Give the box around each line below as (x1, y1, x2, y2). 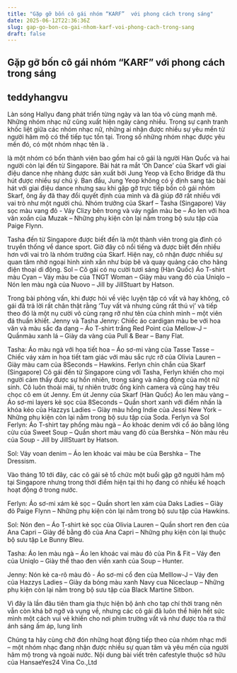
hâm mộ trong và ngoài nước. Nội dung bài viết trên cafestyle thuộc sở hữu (7, 650, 226, 659)
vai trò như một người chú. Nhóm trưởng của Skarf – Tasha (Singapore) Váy (7, 199, 226, 207)
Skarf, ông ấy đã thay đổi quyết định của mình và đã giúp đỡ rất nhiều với (7, 192, 221, 200)
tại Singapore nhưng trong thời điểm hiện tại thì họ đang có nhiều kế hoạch (7, 478, 226, 487)
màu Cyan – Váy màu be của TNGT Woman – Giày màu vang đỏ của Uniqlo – (7, 273, 230, 282)
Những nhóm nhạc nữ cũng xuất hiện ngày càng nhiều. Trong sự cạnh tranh (7, 117, 229, 126)
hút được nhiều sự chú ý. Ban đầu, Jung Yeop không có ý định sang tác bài (7, 176, 226, 185)
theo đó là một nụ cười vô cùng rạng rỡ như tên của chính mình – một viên (7, 309, 223, 318)
